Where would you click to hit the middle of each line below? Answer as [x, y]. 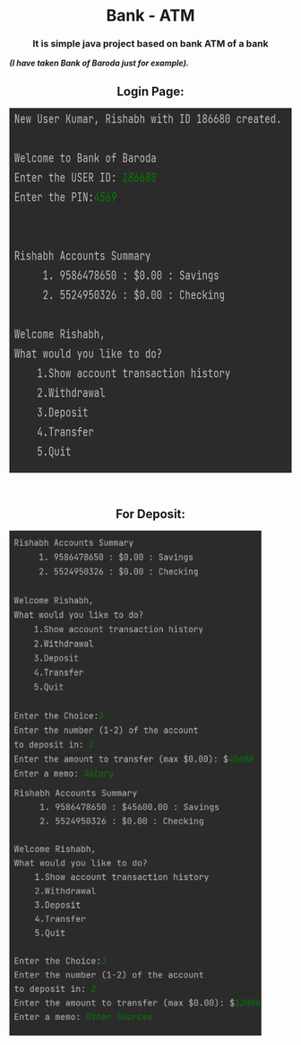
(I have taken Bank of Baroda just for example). [99, 63]
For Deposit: [150, 514]
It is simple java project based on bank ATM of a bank [150, 44]
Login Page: [150, 91]
